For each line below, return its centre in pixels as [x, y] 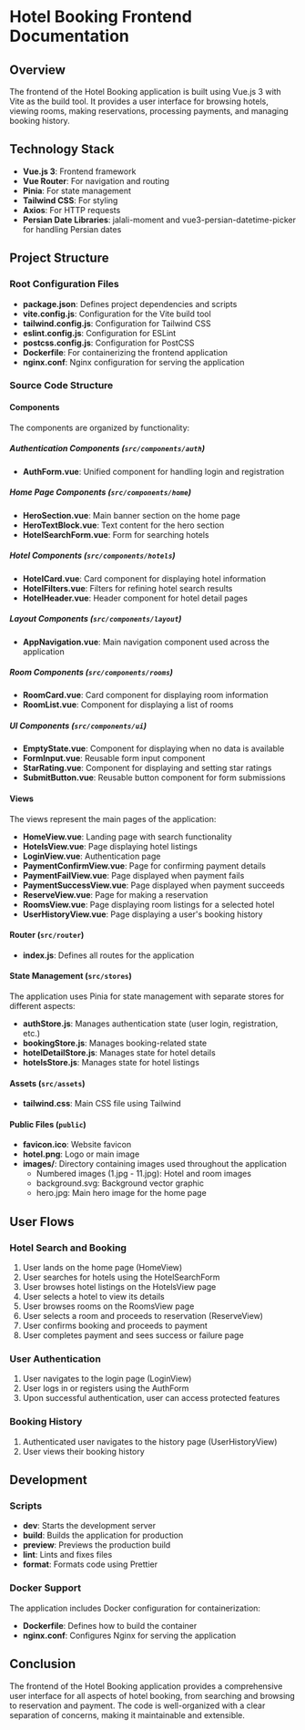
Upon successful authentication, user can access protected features [151, 1398]
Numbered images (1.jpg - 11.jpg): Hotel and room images [144, 1174]
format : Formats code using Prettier [90, 1564]
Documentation [70, 36]
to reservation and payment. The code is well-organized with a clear [137, 1705]
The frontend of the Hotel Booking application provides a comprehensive [146, 1686]
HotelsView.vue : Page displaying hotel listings [110, 846]
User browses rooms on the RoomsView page [108, 1306]
